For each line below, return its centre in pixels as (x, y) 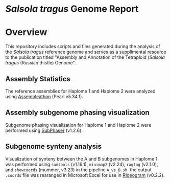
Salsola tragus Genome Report (72, 9)
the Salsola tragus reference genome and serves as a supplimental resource (86, 52)
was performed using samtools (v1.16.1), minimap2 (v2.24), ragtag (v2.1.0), (82, 164)
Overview (26, 32)
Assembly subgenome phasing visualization (77, 113)
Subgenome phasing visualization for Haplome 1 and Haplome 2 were (78, 125)
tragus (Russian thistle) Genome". (41, 63)
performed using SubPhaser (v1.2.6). (44, 130)
